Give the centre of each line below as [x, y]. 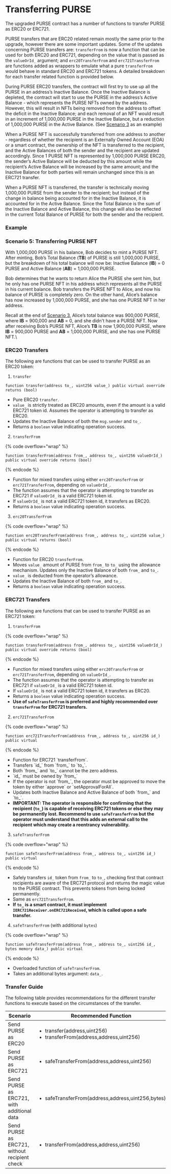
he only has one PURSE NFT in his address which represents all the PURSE [84, 284]
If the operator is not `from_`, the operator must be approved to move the [89, 781]
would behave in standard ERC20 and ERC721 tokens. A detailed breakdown [85, 71]
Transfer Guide [24, 987]
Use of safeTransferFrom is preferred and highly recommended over [85, 702]
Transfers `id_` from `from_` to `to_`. [50, 765]
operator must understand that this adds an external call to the [80, 819]
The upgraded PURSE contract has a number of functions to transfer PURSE [85, 23]
